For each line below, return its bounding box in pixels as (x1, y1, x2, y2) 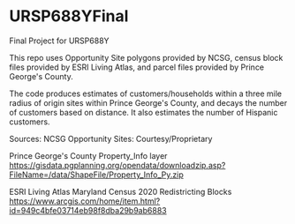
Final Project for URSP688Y (9, 35, 110, 46)
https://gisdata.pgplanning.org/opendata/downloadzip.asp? (9, 160, 226, 170)
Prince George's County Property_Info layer (9, 150, 168, 161)
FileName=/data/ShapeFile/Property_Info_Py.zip (9, 169, 184, 180)
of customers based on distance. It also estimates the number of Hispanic (9, 107, 278, 117)
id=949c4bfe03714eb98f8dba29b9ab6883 (9, 205, 167, 215)
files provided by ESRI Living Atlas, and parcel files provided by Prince (9, 62, 265, 72)
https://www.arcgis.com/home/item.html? (9, 196, 161, 206)
